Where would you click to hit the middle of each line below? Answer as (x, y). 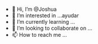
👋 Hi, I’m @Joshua (34, 9)
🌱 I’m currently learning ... (43, 22)
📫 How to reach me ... (39, 35)
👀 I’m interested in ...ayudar (45, 15)
